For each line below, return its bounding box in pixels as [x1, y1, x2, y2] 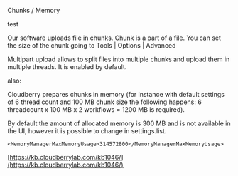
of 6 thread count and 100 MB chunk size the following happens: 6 [7, 98, 202, 106]
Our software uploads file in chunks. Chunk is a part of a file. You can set [7, 33, 222, 42]
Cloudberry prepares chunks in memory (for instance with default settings [7, 90, 225, 98]
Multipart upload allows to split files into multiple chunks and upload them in [7, 55, 230, 63]
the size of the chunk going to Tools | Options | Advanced [7, 41, 176, 49]
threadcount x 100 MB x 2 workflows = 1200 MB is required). [7, 105, 185, 113]
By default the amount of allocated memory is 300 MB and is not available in [7, 119, 231, 128]
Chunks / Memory [7, 6, 60, 14]
